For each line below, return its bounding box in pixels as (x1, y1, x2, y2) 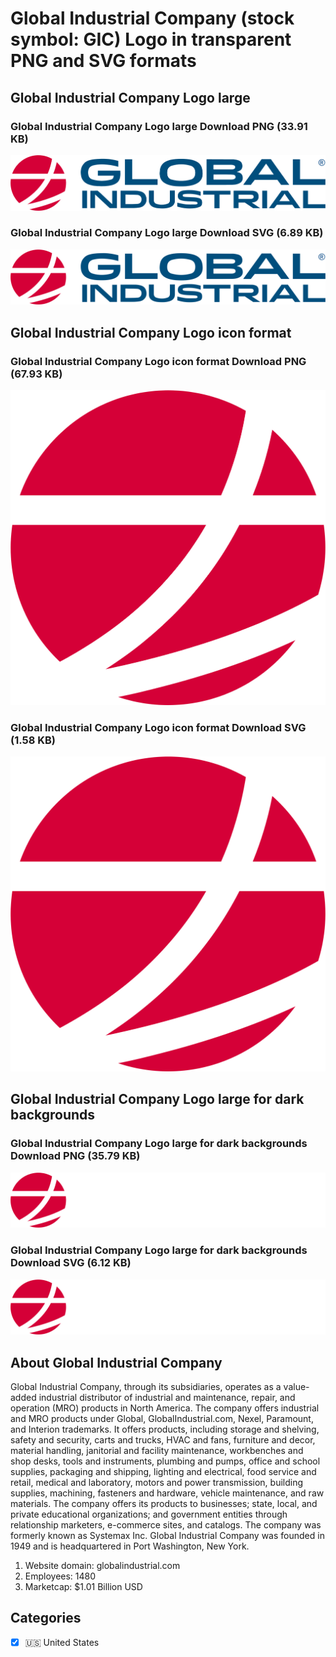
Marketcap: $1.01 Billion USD (24, 1580, 143, 1592)
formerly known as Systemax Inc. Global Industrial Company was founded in (10, 1529, 325, 1541)
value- (283, 1380, 310, 1392)
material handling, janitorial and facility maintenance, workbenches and (10, 1444, 304, 1456)
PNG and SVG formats (10, 50, 197, 72)
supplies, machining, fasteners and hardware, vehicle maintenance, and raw (10, 1487, 325, 1499)
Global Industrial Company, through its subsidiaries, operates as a (10, 1380, 282, 1392)
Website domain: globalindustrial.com (24, 1559, 181, 1571)
